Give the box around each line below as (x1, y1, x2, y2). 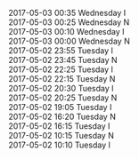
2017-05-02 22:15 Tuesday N (8, 74, 116, 83)
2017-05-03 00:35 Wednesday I (8, 8, 127, 18)
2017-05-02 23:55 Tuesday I (8, 45, 113, 56)
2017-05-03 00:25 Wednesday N (8, 17, 130, 28)
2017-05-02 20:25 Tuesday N (8, 92, 118, 103)
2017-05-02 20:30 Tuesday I (8, 83, 114, 93)
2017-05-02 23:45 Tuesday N (8, 55, 118, 65)
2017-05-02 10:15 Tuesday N (8, 131, 115, 140)
